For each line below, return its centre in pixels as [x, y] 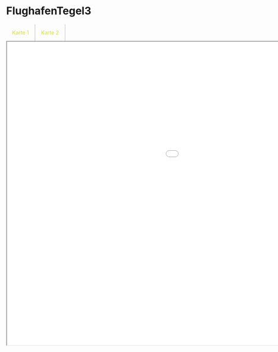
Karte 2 [50, 32]
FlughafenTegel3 [49, 11]
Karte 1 [20, 32]
